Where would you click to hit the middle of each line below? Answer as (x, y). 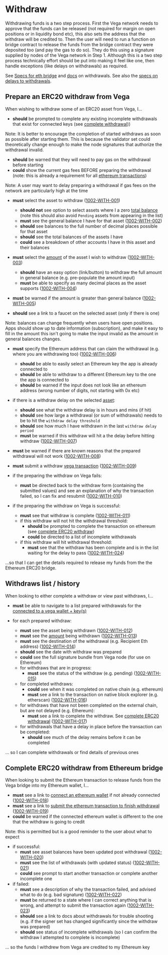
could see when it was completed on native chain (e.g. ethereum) (95, 689)
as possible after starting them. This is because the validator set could (78, 139)
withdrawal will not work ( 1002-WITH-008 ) (57, 456)
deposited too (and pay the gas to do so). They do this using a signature (80, 50)
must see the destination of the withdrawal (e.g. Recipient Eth (84, 641)
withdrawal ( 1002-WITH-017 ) (57, 721)
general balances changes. (33, 339)
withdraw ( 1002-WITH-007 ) (48, 441)
